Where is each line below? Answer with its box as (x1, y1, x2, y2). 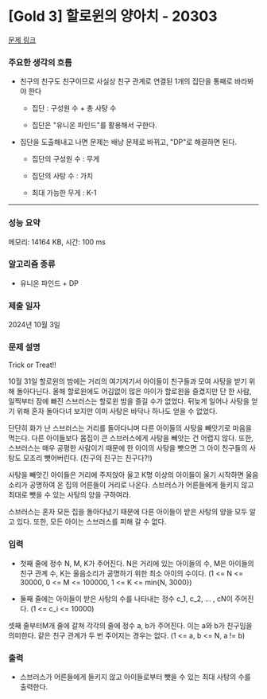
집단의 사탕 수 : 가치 (31, 171, 94, 181)
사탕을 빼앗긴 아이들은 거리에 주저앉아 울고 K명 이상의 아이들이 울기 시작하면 (8, 471, 244, 480)
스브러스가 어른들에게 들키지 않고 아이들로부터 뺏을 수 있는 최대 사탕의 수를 (19, 672, 252, 681)
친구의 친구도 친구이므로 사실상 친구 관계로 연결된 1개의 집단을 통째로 (19, 76, 233, 86)
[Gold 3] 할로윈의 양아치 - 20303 (8, 7, 218, 25)
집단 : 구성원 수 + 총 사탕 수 (31, 103, 117, 113)
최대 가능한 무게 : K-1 (31, 188, 97, 197)
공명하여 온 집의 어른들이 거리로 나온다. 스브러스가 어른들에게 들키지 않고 (29, 480, 254, 490)
